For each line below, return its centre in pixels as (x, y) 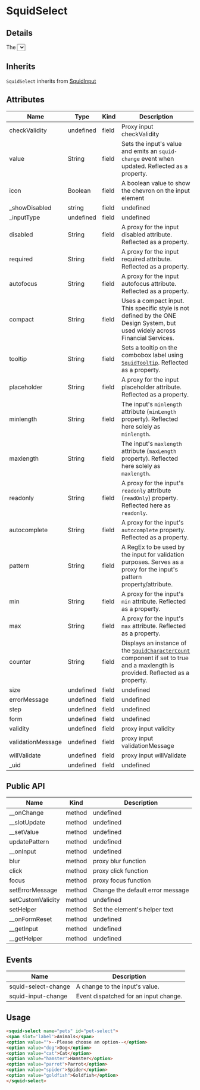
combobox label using (152, 355)
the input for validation (153, 554)
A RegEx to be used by (153, 547)
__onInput (23, 851)
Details (19, 33)
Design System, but (149, 323)
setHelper (23, 910)
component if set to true (155, 658)
